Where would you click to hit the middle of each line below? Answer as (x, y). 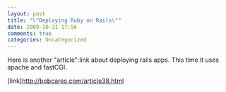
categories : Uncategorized (47, 40)
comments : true (30, 33)
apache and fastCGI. (37, 67)
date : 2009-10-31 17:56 (42, 27)
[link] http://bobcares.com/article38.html (66, 81)
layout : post (26, 14)
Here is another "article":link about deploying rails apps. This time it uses (113, 60)
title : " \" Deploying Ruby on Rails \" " (64, 20)
